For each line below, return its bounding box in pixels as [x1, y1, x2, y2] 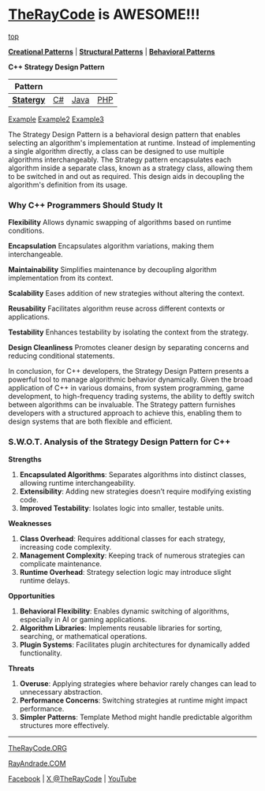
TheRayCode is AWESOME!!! [8, 6, 200, 24]
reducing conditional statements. [8, 351, 115, 360]
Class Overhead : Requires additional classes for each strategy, [19, 534, 226, 543]
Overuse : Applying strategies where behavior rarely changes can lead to [19, 678, 256, 688]
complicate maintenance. [19, 558, 103, 569]
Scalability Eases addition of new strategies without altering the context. [8, 289, 244, 298]
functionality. [19, 648, 62, 658]
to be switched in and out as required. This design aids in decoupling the [8, 171, 244, 181]
